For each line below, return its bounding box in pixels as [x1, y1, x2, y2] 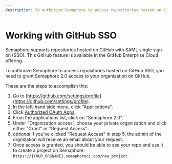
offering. [5, 57, 24, 64]
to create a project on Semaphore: [12, 147, 85, 153]
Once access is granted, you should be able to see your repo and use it [12, 141, 163, 148]
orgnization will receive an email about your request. [12, 136, 124, 142]
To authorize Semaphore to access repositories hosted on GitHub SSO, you [5, 67, 164, 73]
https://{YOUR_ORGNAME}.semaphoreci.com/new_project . [12, 152, 129, 159]
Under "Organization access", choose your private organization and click [12, 120, 167, 126]
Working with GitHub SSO [5, 29, 117, 41]
